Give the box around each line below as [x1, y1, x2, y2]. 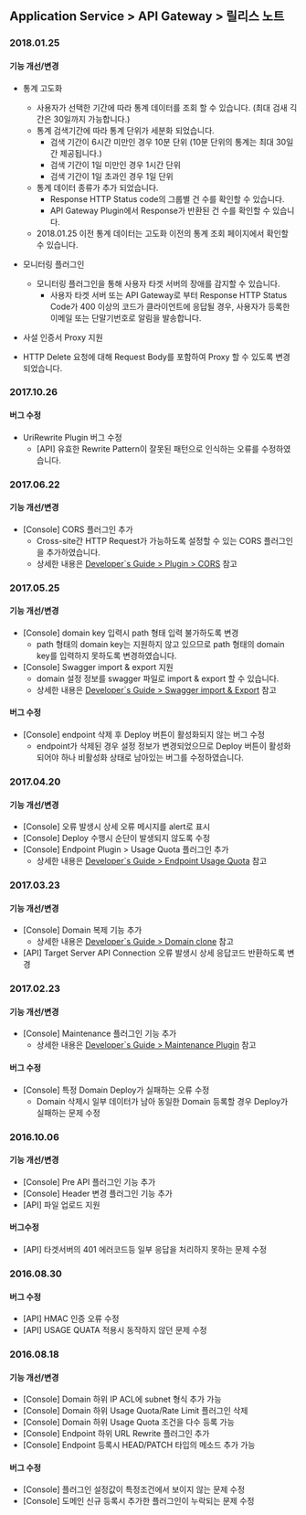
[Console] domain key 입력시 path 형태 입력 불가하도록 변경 [22, 627, 239, 638]
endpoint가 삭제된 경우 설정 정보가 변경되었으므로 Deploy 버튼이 [36, 741, 268, 752]
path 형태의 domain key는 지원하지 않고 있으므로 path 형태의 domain [36, 638, 285, 649]
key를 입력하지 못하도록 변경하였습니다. [36, 650, 177, 661]
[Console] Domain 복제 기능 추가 [22, 924, 142, 935]
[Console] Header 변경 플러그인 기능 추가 [22, 1188, 174, 1199]
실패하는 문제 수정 [36, 1107, 100, 1118]
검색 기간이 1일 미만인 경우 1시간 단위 [49, 159, 181, 170]
